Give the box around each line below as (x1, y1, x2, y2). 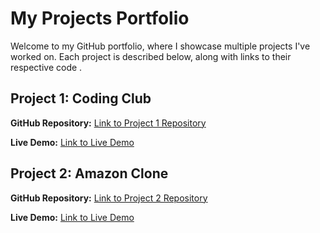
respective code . (10, 61, 83, 73)
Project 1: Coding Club (10, 90, 152, 107)
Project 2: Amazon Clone (10, 165, 169, 182)
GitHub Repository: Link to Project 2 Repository (10, 192, 208, 204)
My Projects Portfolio (10, 7, 190, 30)
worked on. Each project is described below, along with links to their (10, 50, 292, 62)
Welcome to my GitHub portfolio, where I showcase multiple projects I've (10, 40, 311, 52)
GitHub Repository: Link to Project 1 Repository (10, 117, 207, 129)
